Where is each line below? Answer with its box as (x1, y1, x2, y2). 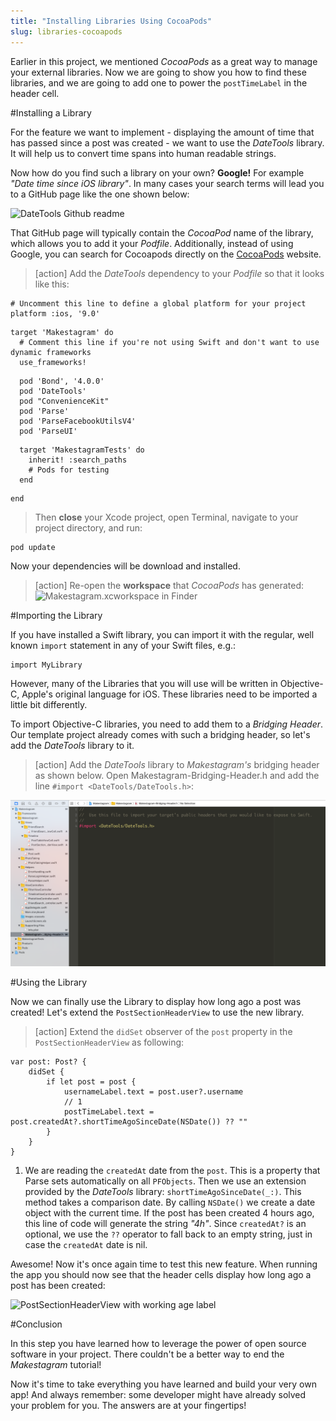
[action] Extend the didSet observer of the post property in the (34, 1026, 293, 1038)
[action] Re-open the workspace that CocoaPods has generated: (34, 579, 304, 591)
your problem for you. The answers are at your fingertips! (10, 1400, 247, 1412)
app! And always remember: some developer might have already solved (10, 1389, 307, 1401)
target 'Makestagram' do (10, 327, 114, 337)
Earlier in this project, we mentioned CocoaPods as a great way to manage (10, 55, 318, 67)
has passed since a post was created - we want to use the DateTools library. (10, 136, 325, 149)
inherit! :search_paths (28, 455, 128, 465)
